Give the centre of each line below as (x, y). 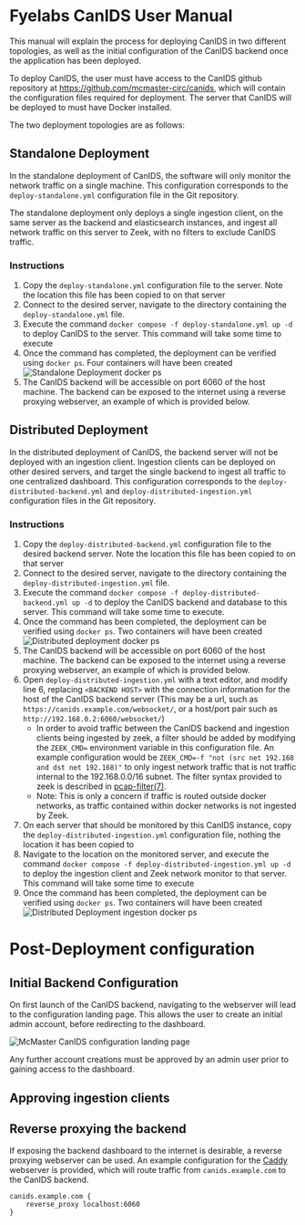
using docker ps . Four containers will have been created (127, 363)
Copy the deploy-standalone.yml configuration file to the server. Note (153, 285)
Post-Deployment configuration (132, 949)
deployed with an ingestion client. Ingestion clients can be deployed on (142, 462)
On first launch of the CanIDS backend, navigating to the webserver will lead (152, 1005)
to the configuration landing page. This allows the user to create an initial (146, 1014)
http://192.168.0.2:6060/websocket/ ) (94, 719)
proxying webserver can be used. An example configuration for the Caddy (149, 1160)
